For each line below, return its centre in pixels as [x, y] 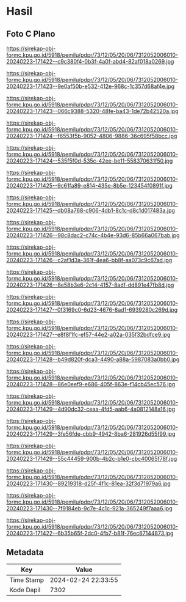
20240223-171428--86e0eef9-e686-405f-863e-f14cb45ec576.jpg [91, 384]
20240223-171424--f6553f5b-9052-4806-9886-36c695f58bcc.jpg [92, 136]
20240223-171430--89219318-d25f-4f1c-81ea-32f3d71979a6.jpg [88, 483]
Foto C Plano [31, 34]
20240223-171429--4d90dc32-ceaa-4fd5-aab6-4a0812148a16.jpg [91, 409]
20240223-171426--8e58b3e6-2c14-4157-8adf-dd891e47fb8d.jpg [90, 285]
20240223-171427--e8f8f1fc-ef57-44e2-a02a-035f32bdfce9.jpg [88, 335]
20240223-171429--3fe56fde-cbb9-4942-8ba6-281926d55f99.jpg [91, 434]
